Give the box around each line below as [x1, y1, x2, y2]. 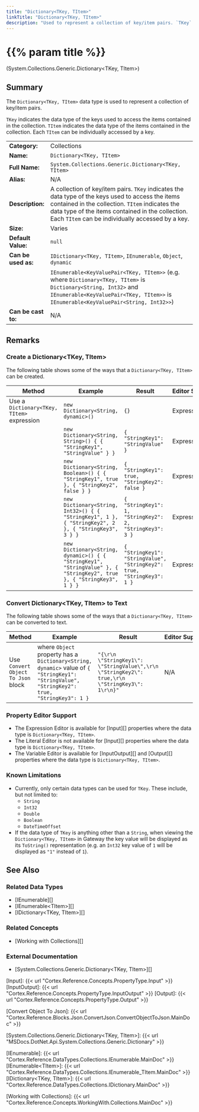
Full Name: [9, 163, 40, 172]
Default [9, 234, 31, 242]
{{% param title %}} [6, 45, 106, 59]
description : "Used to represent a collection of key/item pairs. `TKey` [6, 20, 192, 26]
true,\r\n [97, 675, 126, 682]
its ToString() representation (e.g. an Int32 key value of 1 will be [14, 842, 173, 849]
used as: [9, 259, 34, 267]
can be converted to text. [6, 619, 68, 626]
